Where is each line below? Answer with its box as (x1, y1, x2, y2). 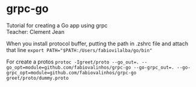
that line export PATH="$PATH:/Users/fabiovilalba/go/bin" (6, 46, 152, 53)
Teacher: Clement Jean (6, 28, 65, 35)
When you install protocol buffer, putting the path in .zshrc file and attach (6, 40, 189, 47)
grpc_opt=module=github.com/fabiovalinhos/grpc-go (6, 69, 137, 76)
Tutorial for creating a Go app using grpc (6, 22, 108, 29)
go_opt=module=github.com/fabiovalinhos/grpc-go (6, 64, 131, 71)
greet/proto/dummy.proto (6, 75, 69, 81)
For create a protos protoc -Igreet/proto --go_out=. (6, 58, 139, 65)
